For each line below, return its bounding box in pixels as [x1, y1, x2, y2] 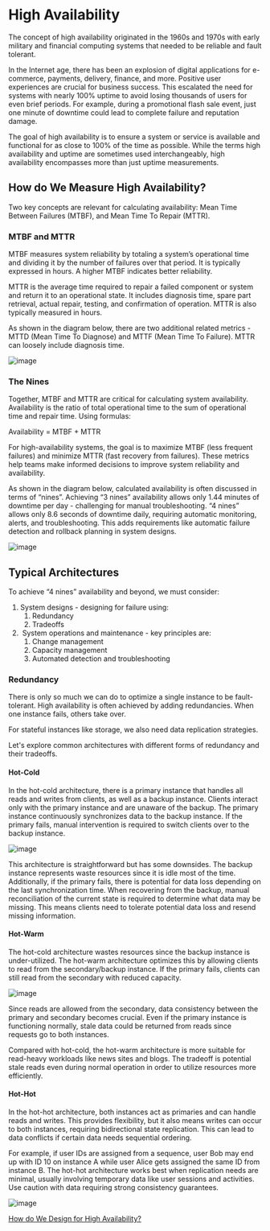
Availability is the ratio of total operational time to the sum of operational [8, 403, 247, 412]
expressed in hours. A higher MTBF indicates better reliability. [8, 266, 213, 276]
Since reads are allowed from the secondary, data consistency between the [8, 1004, 259, 1014]
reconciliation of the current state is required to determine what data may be [8, 894, 261, 903]
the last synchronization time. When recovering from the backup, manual [8, 885, 250, 894]
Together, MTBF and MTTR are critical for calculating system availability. [8, 394, 249, 404]
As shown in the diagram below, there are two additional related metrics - [8, 324, 252, 333]
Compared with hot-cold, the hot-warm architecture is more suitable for [8, 1045, 246, 1055]
